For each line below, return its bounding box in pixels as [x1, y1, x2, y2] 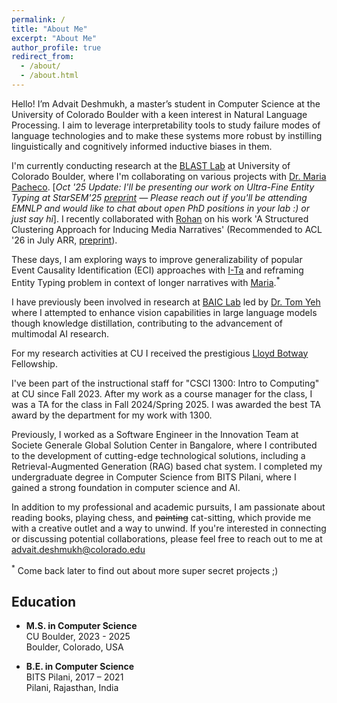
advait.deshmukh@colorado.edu [11, 543, 146, 555]
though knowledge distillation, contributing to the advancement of [11, 317, 284, 329]
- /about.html [20, 71, 79, 81]
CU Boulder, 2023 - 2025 [25, 631, 131, 642]
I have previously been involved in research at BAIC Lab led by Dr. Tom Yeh [11, 296, 321, 308]
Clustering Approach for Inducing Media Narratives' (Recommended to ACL [11, 223, 323, 235]
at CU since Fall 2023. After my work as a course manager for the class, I [11, 387, 313, 400]
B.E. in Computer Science [25, 661, 135, 672]
